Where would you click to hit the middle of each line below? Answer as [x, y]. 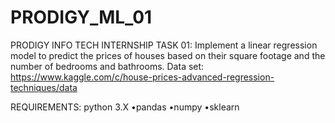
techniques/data [44, 87]
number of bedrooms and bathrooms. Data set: [107, 66]
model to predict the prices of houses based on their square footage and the [168, 55]
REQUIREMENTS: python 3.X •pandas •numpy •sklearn [125, 107]
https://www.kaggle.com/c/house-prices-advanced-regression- [142, 77]
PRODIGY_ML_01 [81, 17]
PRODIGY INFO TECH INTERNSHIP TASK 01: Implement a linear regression [164, 45]
